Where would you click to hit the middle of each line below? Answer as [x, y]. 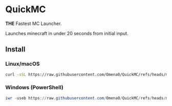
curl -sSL [16, 74]
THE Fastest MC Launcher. [34, 23]
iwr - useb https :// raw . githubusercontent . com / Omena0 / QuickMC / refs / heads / [86, 98]
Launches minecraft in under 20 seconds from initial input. [67, 33]
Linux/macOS [23, 64]
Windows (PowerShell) [35, 88]
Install [15, 49]
